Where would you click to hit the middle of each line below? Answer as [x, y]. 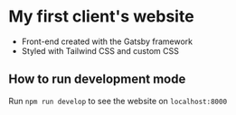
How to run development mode [97, 80]
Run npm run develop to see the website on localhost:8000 [118, 101]
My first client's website [102, 17]
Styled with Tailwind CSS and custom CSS [100, 50]
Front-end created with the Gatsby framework [107, 41]
